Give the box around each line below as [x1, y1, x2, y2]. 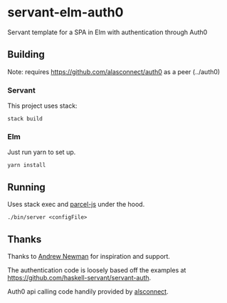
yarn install [7, 162, 46, 169]
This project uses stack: [7, 101, 78, 111]
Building [7, 48, 45, 61]
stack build [7, 115, 43, 123]
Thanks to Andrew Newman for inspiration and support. [7, 252, 171, 260]
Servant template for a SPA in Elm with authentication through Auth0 [7, 28, 208, 36]
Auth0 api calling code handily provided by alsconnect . [7, 287, 169, 296]
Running [7, 181, 46, 193]
